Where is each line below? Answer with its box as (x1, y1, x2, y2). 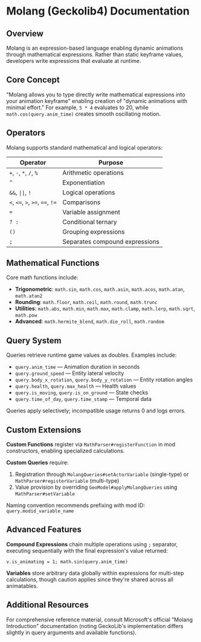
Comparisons (62, 198, 101, 207)
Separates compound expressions (62, 237, 160, 246)
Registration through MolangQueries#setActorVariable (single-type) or (14, 471, 189, 478)
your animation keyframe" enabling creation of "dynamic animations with (6, 97, 188, 104)
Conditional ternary (62, 217, 117, 226)
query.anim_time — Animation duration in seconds (14, 363, 140, 371)
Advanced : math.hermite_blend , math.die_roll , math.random (14, 318, 165, 325)
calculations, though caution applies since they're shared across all (6, 575, 174, 583)
